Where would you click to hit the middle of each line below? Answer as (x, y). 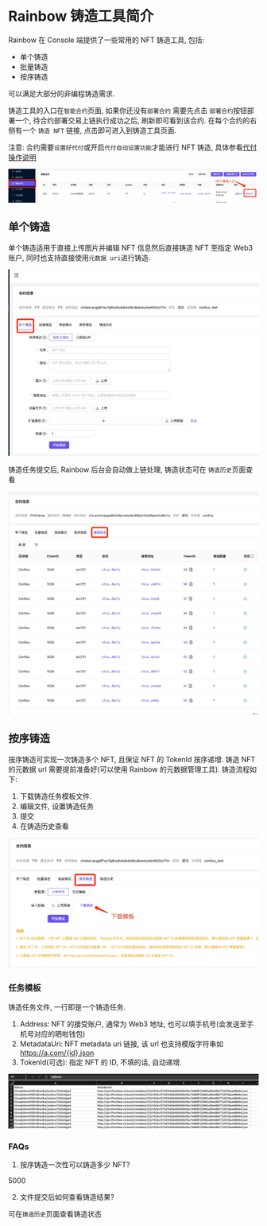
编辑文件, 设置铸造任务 (56, 806)
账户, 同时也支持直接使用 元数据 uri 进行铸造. (79, 257)
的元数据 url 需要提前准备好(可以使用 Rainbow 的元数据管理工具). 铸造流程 (129, 769)
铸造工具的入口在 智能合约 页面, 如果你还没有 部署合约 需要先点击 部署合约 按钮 (128, 110)
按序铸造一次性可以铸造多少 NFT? (75, 1165)
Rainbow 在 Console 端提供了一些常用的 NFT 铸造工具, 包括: (106, 40)
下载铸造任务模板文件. (56, 796)
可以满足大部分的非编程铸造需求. (62, 93)
